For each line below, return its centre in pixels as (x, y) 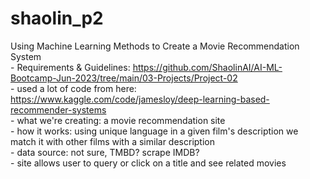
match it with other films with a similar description (112, 141)
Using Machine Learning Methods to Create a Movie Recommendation (155, 46)
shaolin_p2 (57, 18)
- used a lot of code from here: (73, 88)
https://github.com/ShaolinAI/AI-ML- (207, 67)
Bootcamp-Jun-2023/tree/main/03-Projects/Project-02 (124, 78)
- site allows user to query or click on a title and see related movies (148, 163)
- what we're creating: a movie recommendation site (118, 120)
